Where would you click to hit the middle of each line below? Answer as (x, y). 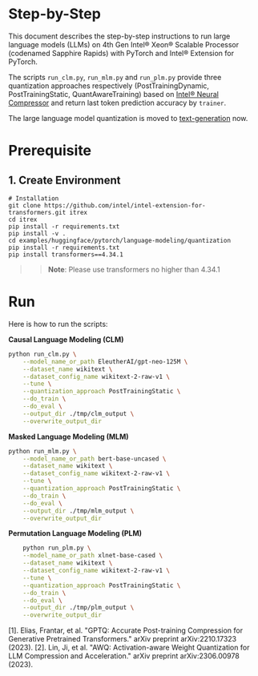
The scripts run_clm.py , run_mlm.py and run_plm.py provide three (115, 77)
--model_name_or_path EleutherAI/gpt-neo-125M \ (105, 361)
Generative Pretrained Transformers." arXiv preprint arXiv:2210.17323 (123, 639)
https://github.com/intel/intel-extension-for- (125, 205)
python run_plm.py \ (57, 548)
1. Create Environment (65, 180)
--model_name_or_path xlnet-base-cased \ (93, 556)
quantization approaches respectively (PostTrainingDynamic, (109, 86)
